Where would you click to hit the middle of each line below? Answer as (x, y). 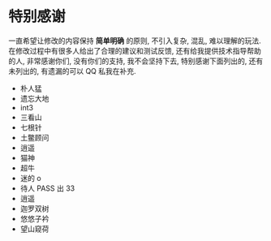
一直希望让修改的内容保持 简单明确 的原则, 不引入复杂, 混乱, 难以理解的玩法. (135, 41)
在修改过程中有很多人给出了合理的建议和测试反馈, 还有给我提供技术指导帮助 (135, 50)
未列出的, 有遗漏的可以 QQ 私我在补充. (72, 71)
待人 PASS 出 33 (47, 188)
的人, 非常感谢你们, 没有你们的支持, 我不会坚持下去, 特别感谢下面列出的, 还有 (136, 61)
